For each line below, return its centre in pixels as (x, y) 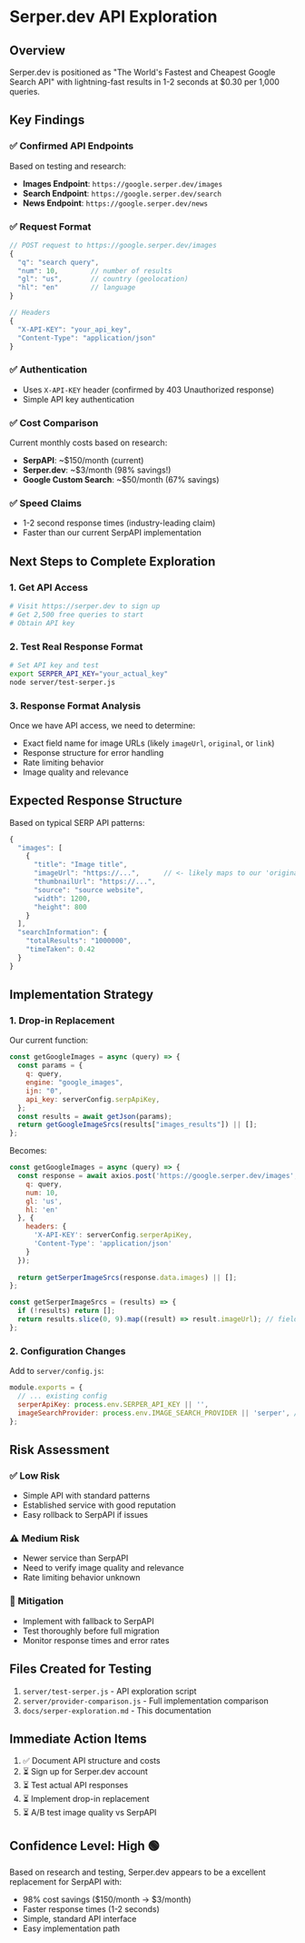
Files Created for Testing (81, 1669)
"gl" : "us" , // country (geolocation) (103, 280)
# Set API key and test (54, 665)
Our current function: (49, 1041)
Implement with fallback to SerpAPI (88, 1621)
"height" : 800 (60, 907)
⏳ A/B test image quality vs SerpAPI (89, 1813)
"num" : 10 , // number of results (95, 270)
